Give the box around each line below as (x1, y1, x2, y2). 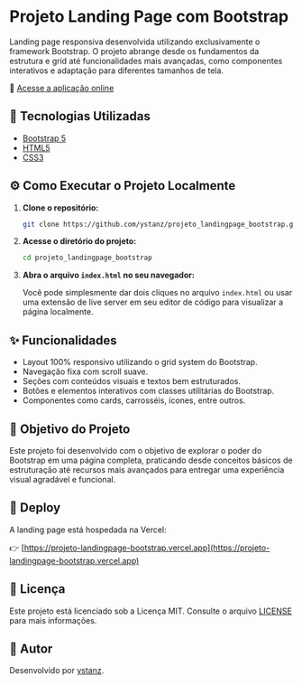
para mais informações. (9, 615, 97, 625)
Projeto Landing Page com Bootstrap (9, 6, 289, 27)
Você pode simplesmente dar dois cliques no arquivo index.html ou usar (22, 287, 293, 298)
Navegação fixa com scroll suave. (22, 366, 149, 377)
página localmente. (22, 306, 94, 317)
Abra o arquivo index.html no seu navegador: (22, 269, 196, 281)
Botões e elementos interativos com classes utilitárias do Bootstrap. (22, 386, 275, 397)
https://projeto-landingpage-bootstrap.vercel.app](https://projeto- (23, 542, 270, 553)
